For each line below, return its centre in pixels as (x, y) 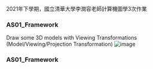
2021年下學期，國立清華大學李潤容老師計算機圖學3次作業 (77, 9)
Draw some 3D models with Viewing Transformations (72, 38)
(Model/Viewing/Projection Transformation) (60, 44)
